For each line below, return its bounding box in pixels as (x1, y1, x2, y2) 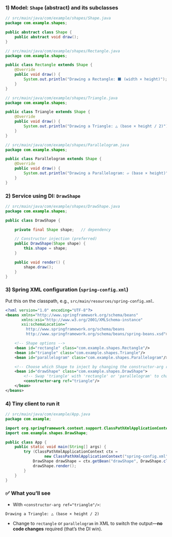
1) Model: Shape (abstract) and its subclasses (5, 4, 119, 11)
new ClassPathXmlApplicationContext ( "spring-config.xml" (44, 454, 168, 459)
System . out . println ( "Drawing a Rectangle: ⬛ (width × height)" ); (24, 77, 167, 82)
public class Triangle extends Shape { (5, 109, 91, 115)
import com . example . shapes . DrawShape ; (5, 430, 88, 436)
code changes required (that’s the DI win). (12, 526, 102, 532)
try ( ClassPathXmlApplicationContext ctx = (24, 449, 118, 454)
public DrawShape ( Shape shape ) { (14, 241, 86, 247)
